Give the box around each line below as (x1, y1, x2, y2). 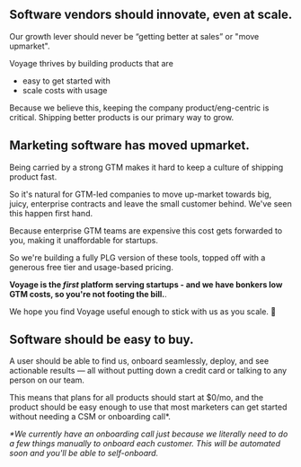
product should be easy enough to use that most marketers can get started (9, 401, 288, 412)
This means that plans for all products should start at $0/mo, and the (9, 392, 263, 403)
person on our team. (9, 374, 85, 385)
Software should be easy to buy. (9, 332, 194, 348)
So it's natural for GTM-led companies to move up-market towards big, (9, 189, 272, 199)
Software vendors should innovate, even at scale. (9, 7, 293, 22)
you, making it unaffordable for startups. (9, 234, 159, 245)
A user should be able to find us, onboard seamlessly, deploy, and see (9, 356, 270, 366)
